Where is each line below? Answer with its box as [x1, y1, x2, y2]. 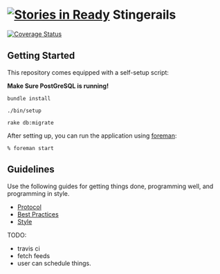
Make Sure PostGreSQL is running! [7, 82, 109, 90]
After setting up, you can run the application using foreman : [7, 131, 178, 140]
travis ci [17, 244, 40, 253]
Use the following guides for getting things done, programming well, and [7, 182, 214, 190]
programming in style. [7, 189, 70, 197]
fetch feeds [17, 251, 51, 259]
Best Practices [17, 210, 59, 218]
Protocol [17, 203, 42, 211]
